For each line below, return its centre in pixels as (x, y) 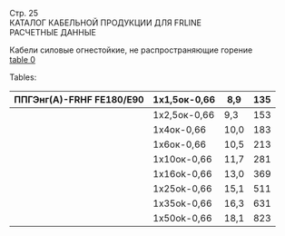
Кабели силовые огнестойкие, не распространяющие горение (131, 50)
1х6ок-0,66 (180, 144)
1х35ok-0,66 (182, 203)
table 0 (23, 59)
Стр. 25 (24, 13)
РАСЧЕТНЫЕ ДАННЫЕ (53, 32)
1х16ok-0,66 (182, 174)
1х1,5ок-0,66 (184, 99)
